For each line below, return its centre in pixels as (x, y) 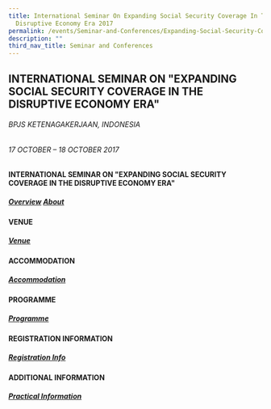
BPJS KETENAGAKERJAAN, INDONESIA (75, 124)
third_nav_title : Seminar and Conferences (81, 46)
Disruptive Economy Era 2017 (65, 23)
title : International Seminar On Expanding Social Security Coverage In (133, 16)
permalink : (27, 31)
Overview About (36, 201)
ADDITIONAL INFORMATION (56, 377)
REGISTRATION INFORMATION (60, 339)
